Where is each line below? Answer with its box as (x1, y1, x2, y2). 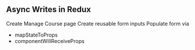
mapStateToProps (14, 31, 58, 38)
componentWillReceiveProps (14, 37, 85, 44)
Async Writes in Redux (6, 5, 91, 15)
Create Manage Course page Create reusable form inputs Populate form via (6, 20, 189, 27)
